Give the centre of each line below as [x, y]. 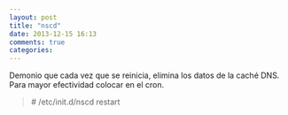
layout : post [33, 17]
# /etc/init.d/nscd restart [75, 102]
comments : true [37, 42]
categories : [31, 50]
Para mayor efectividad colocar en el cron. [87, 85]
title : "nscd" [35, 26]
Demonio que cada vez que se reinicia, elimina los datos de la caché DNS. [144, 75]
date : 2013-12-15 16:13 [53, 34]
